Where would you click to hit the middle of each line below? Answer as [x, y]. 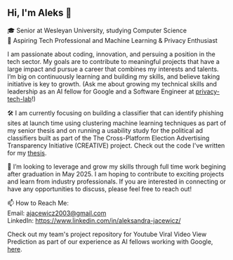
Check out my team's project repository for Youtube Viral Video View [107, 234]
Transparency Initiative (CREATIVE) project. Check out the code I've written [116, 145]
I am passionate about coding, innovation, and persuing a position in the [111, 54]
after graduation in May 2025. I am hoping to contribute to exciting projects [116, 174]
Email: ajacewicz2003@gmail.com [57, 213]
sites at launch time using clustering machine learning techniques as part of [117, 123]
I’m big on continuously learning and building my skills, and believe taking [114, 76]
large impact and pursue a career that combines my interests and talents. [113, 69]
